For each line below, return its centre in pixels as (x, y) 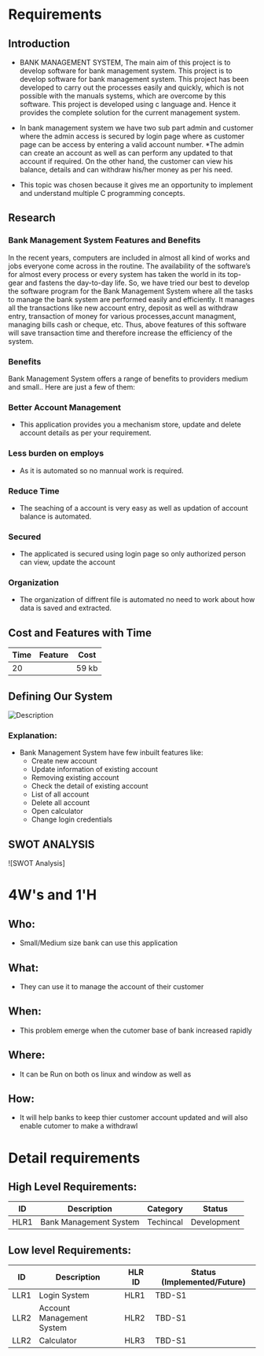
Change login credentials (71, 819)
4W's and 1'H (53, 895)
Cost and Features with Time (80, 632)
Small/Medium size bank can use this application (99, 943)
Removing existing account (75, 778)
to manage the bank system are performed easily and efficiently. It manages (132, 299)
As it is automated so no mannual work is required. (101, 471)
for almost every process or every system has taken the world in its (117, 274)
